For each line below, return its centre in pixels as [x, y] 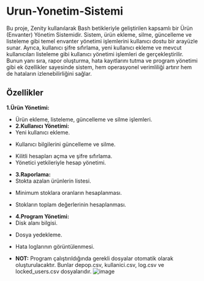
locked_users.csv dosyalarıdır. [53, 271]
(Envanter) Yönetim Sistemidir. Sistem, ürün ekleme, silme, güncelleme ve [99, 34]
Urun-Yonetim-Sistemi [65, 11]
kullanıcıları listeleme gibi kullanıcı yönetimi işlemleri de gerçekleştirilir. [95, 54]
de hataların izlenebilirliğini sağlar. [49, 73]
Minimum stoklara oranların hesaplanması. [69, 192]
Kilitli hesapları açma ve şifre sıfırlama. [64, 156]
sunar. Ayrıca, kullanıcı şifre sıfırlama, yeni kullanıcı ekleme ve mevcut [94, 48]
